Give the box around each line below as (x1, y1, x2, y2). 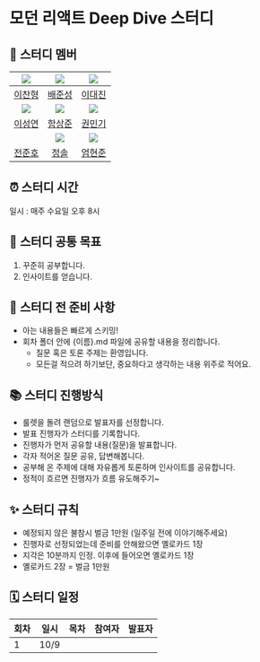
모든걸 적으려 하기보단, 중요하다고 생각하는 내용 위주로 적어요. (35, 359, 251, 370)
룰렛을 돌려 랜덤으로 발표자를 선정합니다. (22, 417, 164, 428)
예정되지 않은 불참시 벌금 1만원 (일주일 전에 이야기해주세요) (22, 527, 229, 538)
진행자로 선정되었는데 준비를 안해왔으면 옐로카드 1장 (22, 539, 204, 550)
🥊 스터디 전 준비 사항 (9, 300, 116, 315)
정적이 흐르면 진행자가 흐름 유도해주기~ (22, 473, 160, 484)
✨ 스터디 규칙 (9, 501, 79, 517)
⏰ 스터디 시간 (9, 180, 79, 196)
